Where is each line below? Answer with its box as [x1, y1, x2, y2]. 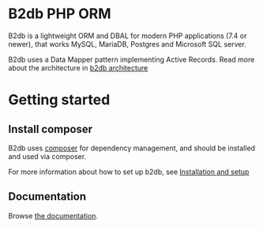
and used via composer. [8, 151, 87, 161]
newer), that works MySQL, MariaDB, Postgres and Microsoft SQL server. [8, 39, 246, 48]
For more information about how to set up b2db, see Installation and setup [8, 167, 250, 177]
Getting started [8, 91, 111, 109]
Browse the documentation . [8, 211, 99, 220]
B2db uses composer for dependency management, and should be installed [8, 143, 255, 153]
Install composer [8, 122, 93, 135]
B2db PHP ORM [8, 5, 111, 23]
